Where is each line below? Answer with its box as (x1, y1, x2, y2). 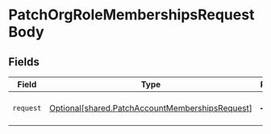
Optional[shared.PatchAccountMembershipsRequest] (49, 103, 252, 114)
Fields (8, 55, 40, 69)
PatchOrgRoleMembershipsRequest (8, 6, 255, 24)
